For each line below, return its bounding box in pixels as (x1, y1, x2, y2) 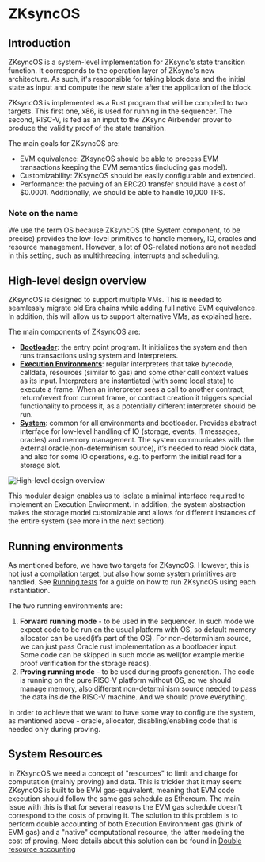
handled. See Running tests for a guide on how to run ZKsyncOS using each (8, 577, 256, 587)
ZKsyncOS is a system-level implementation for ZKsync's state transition (8, 57, 246, 67)
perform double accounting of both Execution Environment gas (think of (8, 818, 243, 829)
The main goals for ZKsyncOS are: (8, 139, 120, 147)
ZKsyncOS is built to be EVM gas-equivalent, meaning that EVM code (8, 785, 235, 795)
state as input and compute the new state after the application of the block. (8, 82, 253, 92)
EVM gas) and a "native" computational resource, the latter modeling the (8, 827, 245, 837)
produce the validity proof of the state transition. (8, 124, 166, 132)
